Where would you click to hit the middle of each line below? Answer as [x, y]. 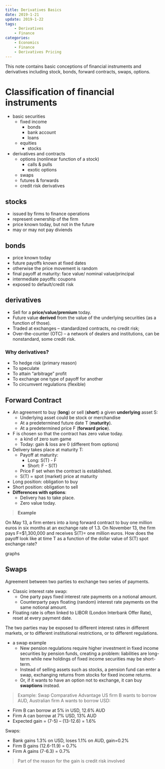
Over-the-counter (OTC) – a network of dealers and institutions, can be [86, 333]
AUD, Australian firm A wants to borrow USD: [64, 700]
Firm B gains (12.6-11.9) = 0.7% [45, 746]
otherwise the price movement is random [55, 268]
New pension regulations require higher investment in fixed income [89, 648]
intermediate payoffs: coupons [44, 279]
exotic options [42, 170]
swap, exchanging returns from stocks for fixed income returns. [86, 675]
